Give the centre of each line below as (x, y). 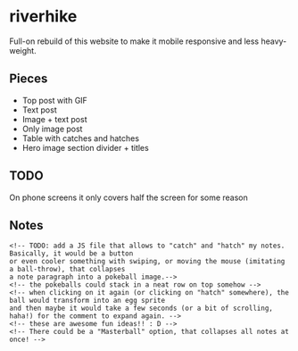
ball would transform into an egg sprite (87, 301)
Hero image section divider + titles (85, 147)
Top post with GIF (54, 100)
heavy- (274, 41)
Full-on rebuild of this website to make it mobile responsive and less (134, 41)
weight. (23, 50)
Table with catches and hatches (81, 138)
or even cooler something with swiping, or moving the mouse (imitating (147, 262)
